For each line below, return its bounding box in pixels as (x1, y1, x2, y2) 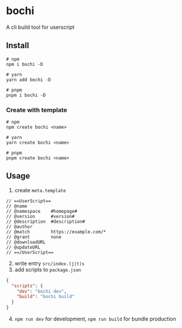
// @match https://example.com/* (6, 229, 107, 235)
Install (6, 41, 29, 51)
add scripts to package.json (14, 266, 81, 273)
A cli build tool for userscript (6, 24, 75, 31)
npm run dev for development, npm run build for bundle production (14, 316, 176, 323)
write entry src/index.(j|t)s (14, 260, 85, 267)
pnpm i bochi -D (6, 92, 46, 98)
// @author (6, 223, 33, 230)
